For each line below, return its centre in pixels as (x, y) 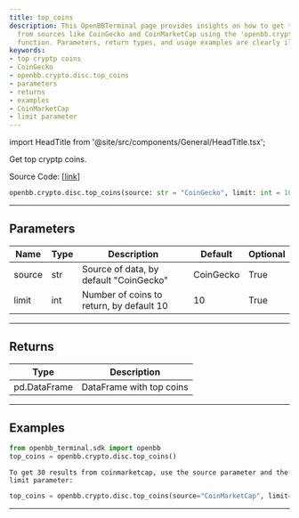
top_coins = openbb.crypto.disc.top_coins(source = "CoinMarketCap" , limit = (151, 496)
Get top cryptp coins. (48, 159)
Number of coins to (122, 295)
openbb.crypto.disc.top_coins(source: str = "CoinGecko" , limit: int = (145, 193)
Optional (267, 254)
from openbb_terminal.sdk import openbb (85, 449)
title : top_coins (41, 17)
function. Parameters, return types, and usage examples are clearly (149, 42)
